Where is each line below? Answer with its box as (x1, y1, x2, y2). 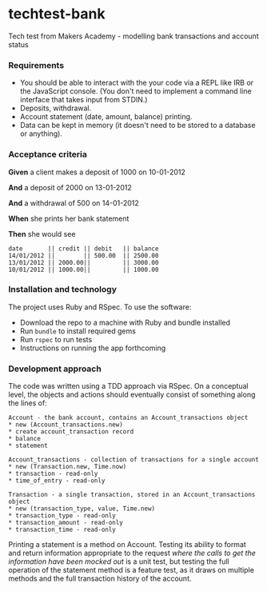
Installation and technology (8, 284, 118, 295)
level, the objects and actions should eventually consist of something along (8, 389, 256, 400)
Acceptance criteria (8, 149, 88, 160)
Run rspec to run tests (19, 334, 93, 344)
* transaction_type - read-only (8, 512, 116, 520)
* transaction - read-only (8, 469, 98, 478)
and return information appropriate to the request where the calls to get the (8, 549, 256, 558)
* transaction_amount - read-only (8, 519, 124, 527)
